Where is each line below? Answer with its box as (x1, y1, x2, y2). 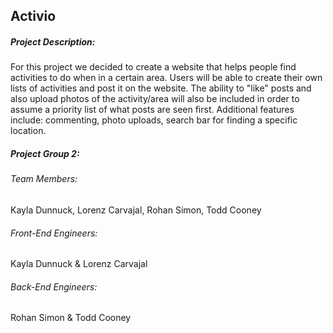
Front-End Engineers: (10, 227, 98, 239)
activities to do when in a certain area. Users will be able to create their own (10, 72, 323, 84)
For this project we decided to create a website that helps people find (10, 61, 297, 73)
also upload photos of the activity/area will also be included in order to (10, 93, 300, 105)
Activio (10, 8, 57, 25)
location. (10, 125, 47, 137)
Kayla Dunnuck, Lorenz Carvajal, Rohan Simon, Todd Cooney (10, 204, 262, 216)
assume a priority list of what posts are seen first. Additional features (10, 104, 295, 116)
